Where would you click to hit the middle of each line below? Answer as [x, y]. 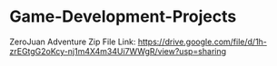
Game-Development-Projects [123, 17]
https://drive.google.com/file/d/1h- [203, 42]
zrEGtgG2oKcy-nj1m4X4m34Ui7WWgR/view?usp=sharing [118, 51]
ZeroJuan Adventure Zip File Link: [73, 42]
